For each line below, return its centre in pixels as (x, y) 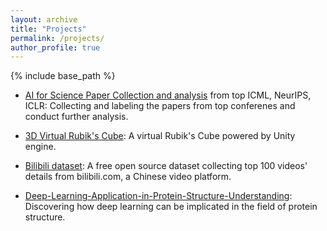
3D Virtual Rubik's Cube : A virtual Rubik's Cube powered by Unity (160, 136)
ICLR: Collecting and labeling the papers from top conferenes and (160, 106)
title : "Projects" (48, 29)
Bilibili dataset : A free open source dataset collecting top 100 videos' (166, 166)
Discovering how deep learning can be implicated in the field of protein (171, 207)
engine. (40, 147)
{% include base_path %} (63, 76)
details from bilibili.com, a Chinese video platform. (128, 177)
